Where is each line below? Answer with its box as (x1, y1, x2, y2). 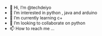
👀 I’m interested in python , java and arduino (9, 10, 98, 16)
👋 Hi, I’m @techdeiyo (9, 5, 52, 10)
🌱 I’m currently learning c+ (9, 15, 63, 20)
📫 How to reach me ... (9, 26, 55, 31)
